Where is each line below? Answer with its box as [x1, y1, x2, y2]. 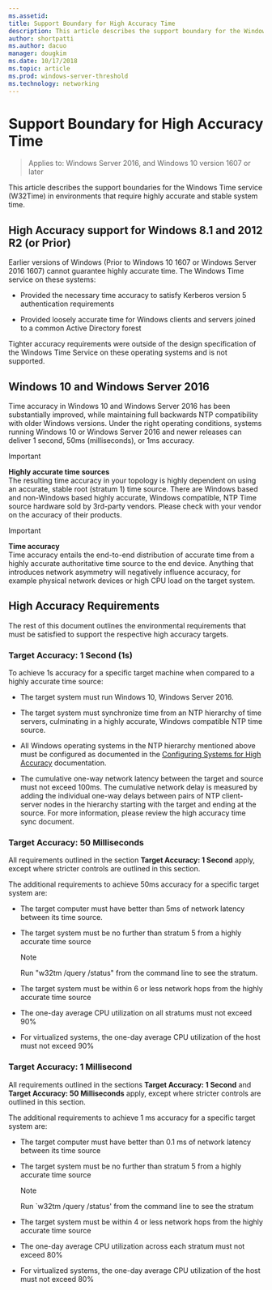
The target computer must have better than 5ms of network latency [19, 904, 245, 913]
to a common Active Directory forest [19, 323, 142, 333]
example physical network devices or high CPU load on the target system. [8, 576, 256, 585]
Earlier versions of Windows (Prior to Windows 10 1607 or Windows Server [8, 258, 257, 267]
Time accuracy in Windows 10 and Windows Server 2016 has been [8, 402, 231, 411]
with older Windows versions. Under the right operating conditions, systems [8, 419, 262, 428]
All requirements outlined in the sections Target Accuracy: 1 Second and [8, 1079, 252, 1089]
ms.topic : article [8, 65, 70, 73]
